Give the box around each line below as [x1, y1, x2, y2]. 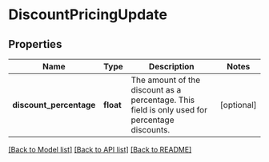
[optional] [219, 100, 257, 110]
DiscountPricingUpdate [8, 6, 168, 24]
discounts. [130, 124, 171, 135]
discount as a [130, 85, 182, 95]
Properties [8, 38, 62, 51]
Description [148, 61, 195, 72]
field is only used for [130, 105, 208, 115]
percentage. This [130, 94, 195, 105]
